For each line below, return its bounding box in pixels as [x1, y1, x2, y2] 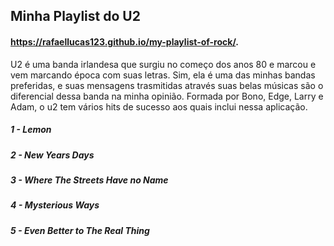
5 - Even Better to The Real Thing [10, 224, 150, 236]
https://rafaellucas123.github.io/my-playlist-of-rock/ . [10, 35, 239, 48]
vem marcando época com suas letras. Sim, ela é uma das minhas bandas [10, 69, 316, 81]
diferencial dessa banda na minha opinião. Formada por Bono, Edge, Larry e [10, 90, 324, 102]
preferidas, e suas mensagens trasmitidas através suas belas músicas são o [10, 79, 324, 91]
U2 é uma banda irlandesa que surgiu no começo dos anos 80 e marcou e [10, 58, 317, 70]
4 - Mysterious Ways [10, 199, 100, 211]
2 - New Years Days [10, 149, 95, 161]
